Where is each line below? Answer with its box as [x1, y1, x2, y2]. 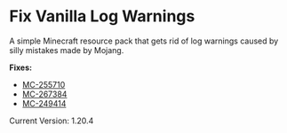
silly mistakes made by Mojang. [9, 44, 124, 55]
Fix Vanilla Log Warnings [9, 6, 195, 27]
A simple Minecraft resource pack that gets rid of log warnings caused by [9, 35, 279, 46]
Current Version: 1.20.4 [9, 115, 94, 126]
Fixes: [9, 62, 33, 73]
